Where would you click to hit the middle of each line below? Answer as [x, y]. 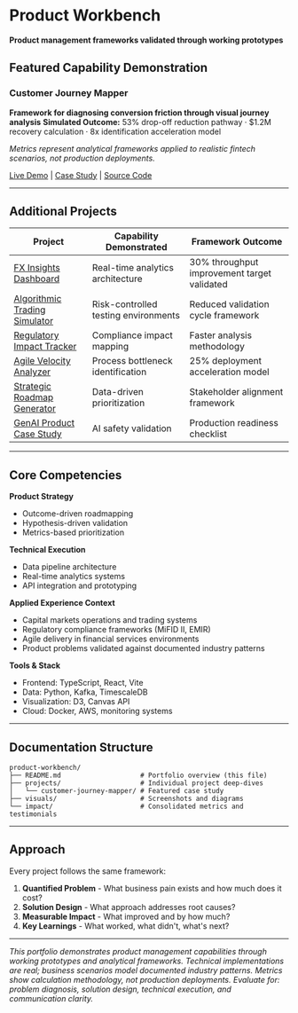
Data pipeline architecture [69, 567]
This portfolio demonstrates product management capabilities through [138, 951]
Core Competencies [66, 475]
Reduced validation [229, 304]
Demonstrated [136, 247]
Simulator [34, 321]
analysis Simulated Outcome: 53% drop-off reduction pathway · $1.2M [141, 122]
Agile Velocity [42, 361]
